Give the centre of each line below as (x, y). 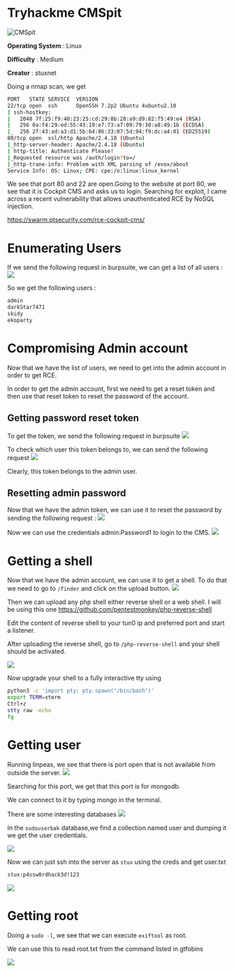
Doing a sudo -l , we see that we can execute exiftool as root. (97, 935)
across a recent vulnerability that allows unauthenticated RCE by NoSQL (111, 199)
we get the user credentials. (47, 835)
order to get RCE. (32, 375)
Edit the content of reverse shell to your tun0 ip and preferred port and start (116, 623)
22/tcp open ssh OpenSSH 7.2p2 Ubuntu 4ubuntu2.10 (92, 106)
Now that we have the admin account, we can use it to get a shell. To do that (117, 580)
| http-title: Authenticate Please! (60, 151)
